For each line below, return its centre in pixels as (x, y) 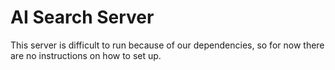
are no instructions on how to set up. (86, 55)
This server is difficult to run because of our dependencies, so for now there (167, 45)
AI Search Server (82, 17)
